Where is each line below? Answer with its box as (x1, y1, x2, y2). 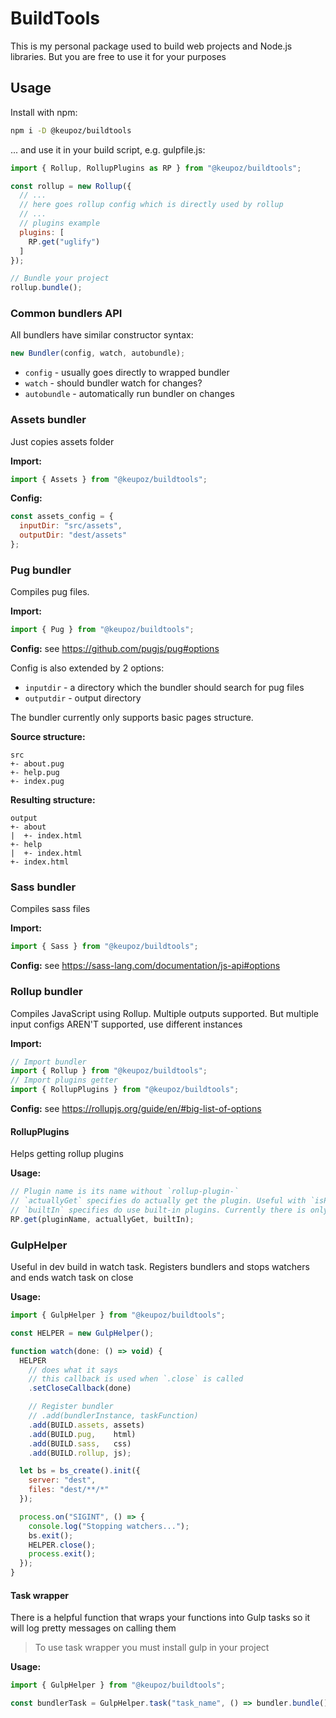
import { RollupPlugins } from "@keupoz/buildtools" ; (10, 1085, 240, 1095)
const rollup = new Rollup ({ (10, 181, 132, 191)
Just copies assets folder (10, 435, 115, 447)
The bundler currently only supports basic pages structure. (10, 712, 254, 724)
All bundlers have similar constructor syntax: (10, 329, 194, 341)
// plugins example (19, 218, 101, 228)
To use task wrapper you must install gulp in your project (34, 1642, 270, 1654)
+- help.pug (10, 768, 60, 778)
